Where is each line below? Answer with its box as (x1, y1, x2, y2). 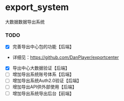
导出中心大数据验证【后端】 (12, 65, 70, 71)
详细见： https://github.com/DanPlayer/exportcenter (12, 54, 119, 60)
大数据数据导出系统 (5, 19, 45, 25)
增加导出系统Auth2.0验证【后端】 (12, 77, 81, 84)
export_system (5, 2, 69, 13)
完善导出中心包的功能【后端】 (12, 44, 74, 50)
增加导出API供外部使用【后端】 (12, 84, 77, 90)
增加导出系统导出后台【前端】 (12, 90, 74, 96)
